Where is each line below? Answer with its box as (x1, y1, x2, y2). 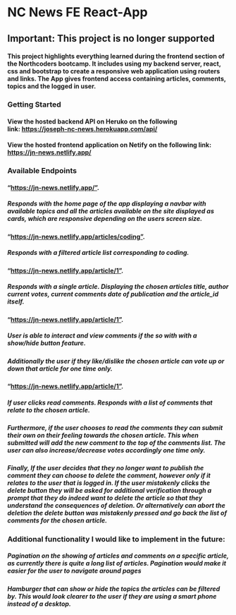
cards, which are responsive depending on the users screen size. (7, 215, 203, 223)
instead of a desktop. (7, 599, 72, 608)
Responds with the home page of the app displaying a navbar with (7, 199, 206, 208)
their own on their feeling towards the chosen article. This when (7, 431, 199, 440)
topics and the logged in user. (7, 82, 97, 90)
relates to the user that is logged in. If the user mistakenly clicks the (7, 479, 211, 487)
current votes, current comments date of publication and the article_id (7, 290, 219, 299)
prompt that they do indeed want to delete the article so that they (7, 494, 203, 502)
